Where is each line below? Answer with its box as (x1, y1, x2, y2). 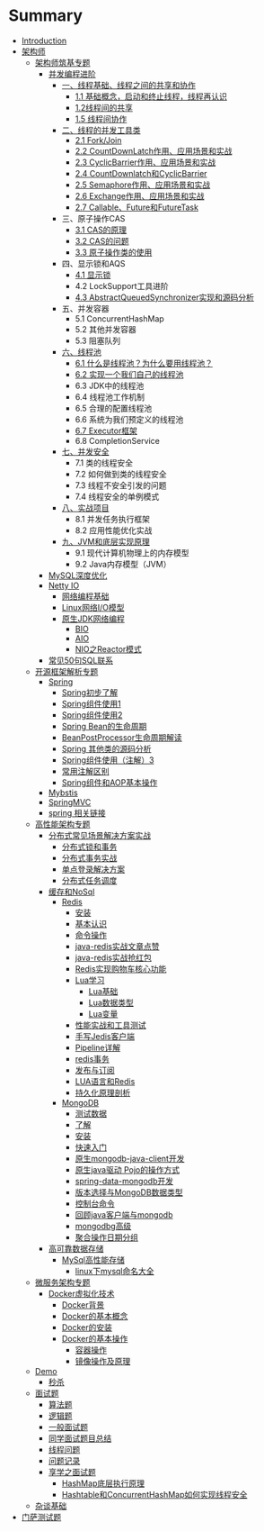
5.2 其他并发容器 (75, 323, 136, 334)
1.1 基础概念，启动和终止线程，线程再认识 (75, 91, 228, 102)
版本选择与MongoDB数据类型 (75, 1186, 183, 1198)
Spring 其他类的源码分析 (61, 743, 152, 754)
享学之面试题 (48, 1466, 96, 1477)
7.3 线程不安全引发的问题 (75, 479, 167, 491)
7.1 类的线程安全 (75, 457, 134, 468)
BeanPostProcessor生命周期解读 (61, 731, 182, 743)
